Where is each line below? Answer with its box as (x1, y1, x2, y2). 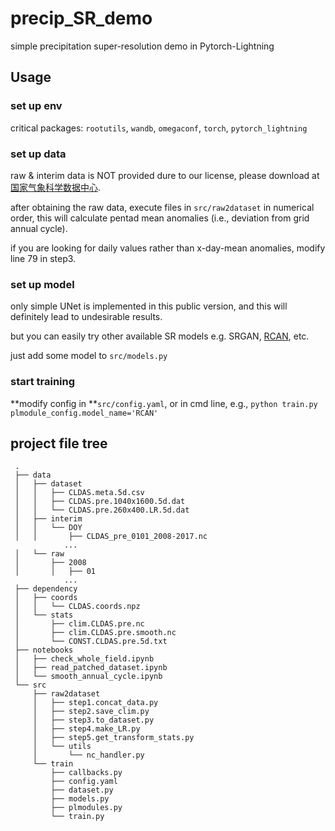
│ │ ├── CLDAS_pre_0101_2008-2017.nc (14, 532, 208, 542)
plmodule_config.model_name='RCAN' (10, 408, 159, 418)
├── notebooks (14, 645, 74, 656)
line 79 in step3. (10, 252, 77, 264)
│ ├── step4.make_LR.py (32, 724, 141, 734)
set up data (10, 147, 67, 161)
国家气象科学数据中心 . (10, 181, 102, 193)
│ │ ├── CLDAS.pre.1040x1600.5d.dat (14, 497, 186, 507)
